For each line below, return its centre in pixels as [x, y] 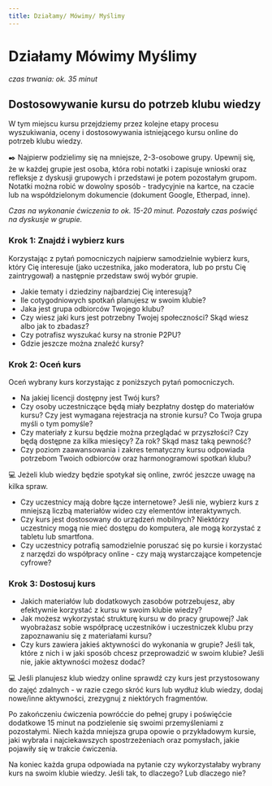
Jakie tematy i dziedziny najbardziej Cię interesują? [106, 291]
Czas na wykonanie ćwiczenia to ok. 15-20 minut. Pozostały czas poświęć [133, 211]
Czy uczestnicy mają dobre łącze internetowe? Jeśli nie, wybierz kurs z [140, 502]
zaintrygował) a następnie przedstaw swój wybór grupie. [104, 275]
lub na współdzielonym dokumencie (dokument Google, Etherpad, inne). [129, 195]
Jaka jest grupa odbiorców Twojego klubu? [92, 308]
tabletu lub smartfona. [57, 536]
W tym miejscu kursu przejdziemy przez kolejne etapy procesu [114, 124]
